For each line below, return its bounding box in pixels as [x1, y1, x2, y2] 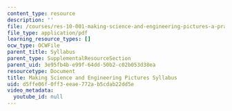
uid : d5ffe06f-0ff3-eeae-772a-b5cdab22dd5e [7, 81, 135, 88]
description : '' [7, 17, 54, 23]
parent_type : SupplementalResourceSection [7, 55, 131, 62]
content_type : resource [7, 10, 76, 17]
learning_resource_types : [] [7, 36, 91, 43]
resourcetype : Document [7, 68, 76, 74]
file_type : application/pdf [7, 29, 88, 37]
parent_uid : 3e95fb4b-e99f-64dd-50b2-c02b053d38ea [7, 61, 156, 68]
